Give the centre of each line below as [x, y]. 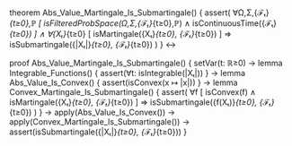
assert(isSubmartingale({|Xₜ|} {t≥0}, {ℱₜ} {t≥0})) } [98, 132]
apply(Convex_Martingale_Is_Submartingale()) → [100, 122]
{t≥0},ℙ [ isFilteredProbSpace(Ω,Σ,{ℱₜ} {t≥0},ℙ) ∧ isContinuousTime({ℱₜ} [143, 23]
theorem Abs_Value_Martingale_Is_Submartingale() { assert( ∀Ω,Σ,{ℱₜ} [139, 13]
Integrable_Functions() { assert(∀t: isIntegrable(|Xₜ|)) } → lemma [127, 73]
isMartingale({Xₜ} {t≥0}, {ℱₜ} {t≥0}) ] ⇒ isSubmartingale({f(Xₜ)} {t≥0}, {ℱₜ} [142, 102]
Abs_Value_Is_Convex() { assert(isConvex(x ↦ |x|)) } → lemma [124, 82]
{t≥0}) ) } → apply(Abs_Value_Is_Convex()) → [93, 112]
